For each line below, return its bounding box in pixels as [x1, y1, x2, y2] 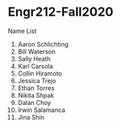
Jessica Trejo [17, 76, 57, 84]
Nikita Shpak [17, 91, 54, 100]
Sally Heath [17, 54, 51, 62]
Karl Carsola [17, 62, 54, 70]
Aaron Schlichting [17, 40, 69, 48]
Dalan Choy [17, 98, 51, 106]
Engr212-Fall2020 [8, 4, 114, 20]
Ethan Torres [17, 84, 54, 92]
